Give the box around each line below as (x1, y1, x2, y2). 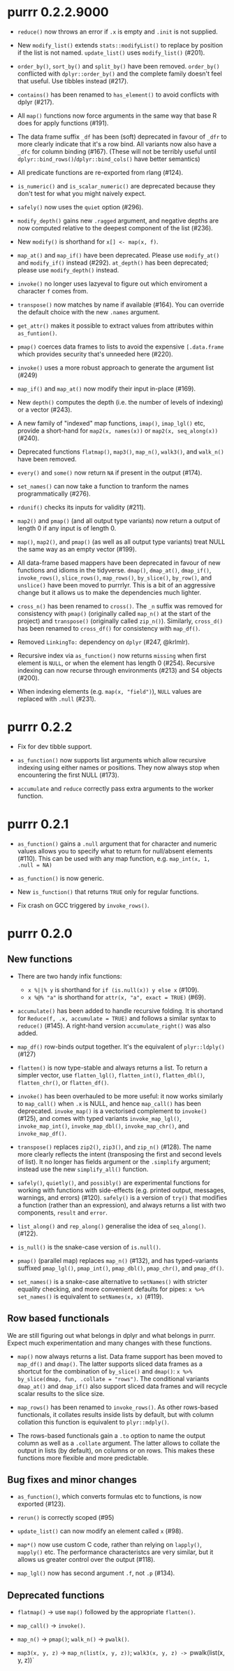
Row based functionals (7, 1313, 110, 1324)
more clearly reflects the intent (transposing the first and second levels (17, 1149, 222, 1159)
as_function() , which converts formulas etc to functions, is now (17, 1492, 203, 1501)
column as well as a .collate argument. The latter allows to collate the (17, 1439, 220, 1447)
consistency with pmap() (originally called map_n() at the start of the (17, 609, 211, 617)
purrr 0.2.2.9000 (7, 4, 110, 20)
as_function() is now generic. (17, 874, 105, 882)
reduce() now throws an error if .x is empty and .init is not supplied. (17, 27, 218, 36)
